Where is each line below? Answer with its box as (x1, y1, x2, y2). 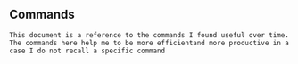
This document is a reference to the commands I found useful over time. (9, 30, 290, 39)
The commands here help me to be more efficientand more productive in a (9, 38, 290, 47)
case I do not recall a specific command (9, 46, 166, 55)
